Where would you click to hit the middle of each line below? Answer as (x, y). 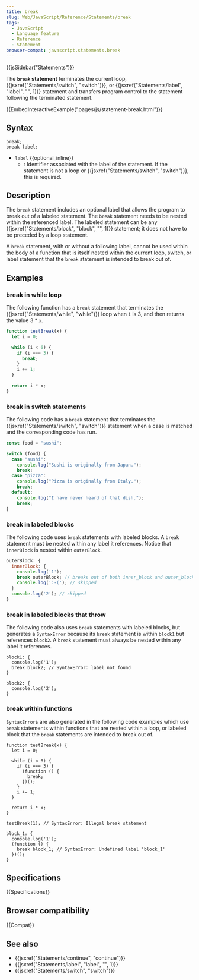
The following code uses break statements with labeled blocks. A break (93, 537)
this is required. (43, 177)
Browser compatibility (48, 911)
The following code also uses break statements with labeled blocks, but (93, 628)
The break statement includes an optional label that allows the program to (96, 210)
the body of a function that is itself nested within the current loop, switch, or (99, 253)
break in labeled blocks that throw (56, 615)
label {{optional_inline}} (44, 157)
